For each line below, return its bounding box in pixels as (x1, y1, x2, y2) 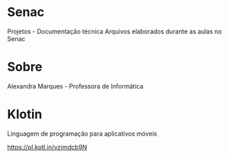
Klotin (7, 106, 43, 123)
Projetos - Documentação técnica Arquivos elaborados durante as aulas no (7, 27, 222, 35)
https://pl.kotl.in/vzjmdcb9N (7, 143, 87, 151)
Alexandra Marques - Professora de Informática (7, 81, 144, 90)
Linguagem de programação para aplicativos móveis (7, 129, 158, 138)
